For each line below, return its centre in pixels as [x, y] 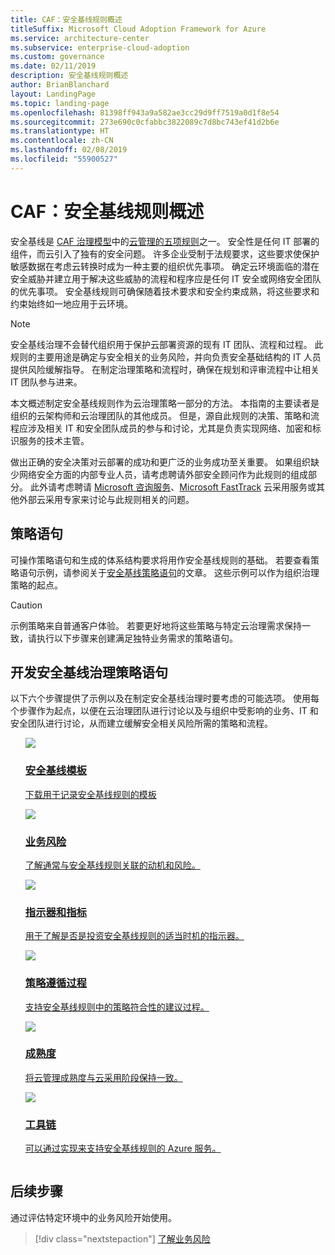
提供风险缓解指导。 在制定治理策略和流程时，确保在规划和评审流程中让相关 [165, 369]
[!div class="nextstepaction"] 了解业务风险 [122, 1238]
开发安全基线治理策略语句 [89, 672]
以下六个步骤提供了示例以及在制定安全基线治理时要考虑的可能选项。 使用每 [165, 698]
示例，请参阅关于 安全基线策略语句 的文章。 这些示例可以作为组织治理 [178, 572]
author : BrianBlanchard [60, 85]
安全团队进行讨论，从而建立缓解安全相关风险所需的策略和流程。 [141, 723]
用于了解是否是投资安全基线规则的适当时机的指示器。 [134, 936]
